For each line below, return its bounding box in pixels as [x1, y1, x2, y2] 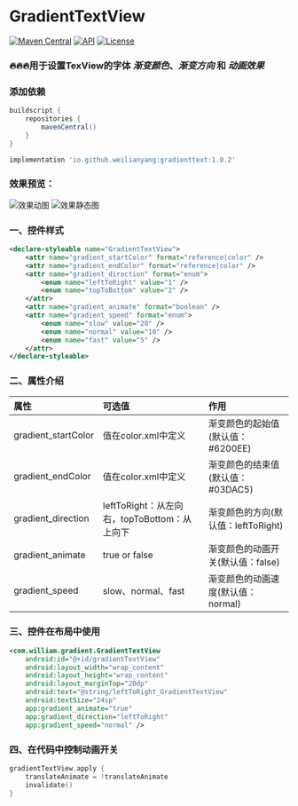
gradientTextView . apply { [9, 763, 105, 773]
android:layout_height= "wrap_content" [25, 671, 169, 680]
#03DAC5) [208, 483, 254, 495]
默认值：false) [220, 556, 281, 568]
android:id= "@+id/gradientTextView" [25, 654, 161, 663]
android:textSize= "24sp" [25, 696, 117, 705]
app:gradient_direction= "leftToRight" [25, 712, 169, 721]
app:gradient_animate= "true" [25, 704, 133, 713]
